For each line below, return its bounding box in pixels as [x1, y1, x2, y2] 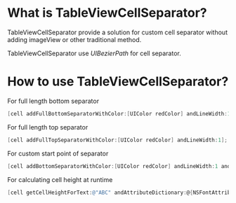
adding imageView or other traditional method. [7, 35, 142, 43]
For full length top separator [7, 122, 88, 131]
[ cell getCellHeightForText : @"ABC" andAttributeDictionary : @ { [7, 189, 193, 196]
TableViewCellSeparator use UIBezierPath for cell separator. [7, 49, 181, 57]
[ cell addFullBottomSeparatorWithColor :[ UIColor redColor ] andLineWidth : [7, 110, 228, 117]
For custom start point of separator [7, 149, 109, 157]
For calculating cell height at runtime [7, 175, 113, 183]
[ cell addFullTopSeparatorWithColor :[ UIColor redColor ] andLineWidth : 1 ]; [7, 136, 228, 143]
